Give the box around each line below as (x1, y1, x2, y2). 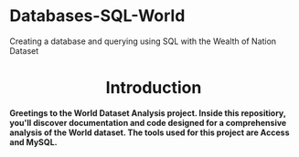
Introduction (105, 78, 202, 99)
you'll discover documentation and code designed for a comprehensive (9, 117, 287, 128)
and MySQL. (9, 136, 58, 147)
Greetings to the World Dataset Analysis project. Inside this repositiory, (9, 107, 286, 119)
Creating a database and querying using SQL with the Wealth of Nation (9, 36, 277, 47)
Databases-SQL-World (9, 5, 186, 26)
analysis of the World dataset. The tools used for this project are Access (9, 127, 290, 138)
